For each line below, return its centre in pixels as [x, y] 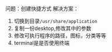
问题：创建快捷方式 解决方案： [42, 8]
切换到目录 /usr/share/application [55, 21]
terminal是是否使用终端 [42, 43]
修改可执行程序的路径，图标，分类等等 [60, 36]
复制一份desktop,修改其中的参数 [52, 28]
